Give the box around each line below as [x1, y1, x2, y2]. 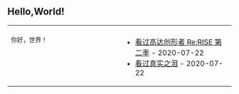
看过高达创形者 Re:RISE [134, 37, 213, 47]
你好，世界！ [11, 36, 48, 43]
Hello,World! [7, 6, 65, 18]
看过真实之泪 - [134, 58, 185, 68]
